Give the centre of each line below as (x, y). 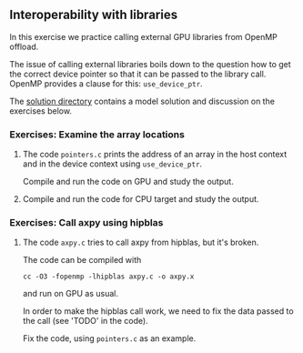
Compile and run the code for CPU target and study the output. (141, 199)
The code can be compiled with (82, 260)
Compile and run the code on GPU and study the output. (128, 182)
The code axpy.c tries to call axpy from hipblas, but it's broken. (141, 242)
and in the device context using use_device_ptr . (112, 164)
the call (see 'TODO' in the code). (85, 321)
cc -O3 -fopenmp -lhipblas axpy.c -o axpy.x (108, 277)
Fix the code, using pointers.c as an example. (109, 338)
